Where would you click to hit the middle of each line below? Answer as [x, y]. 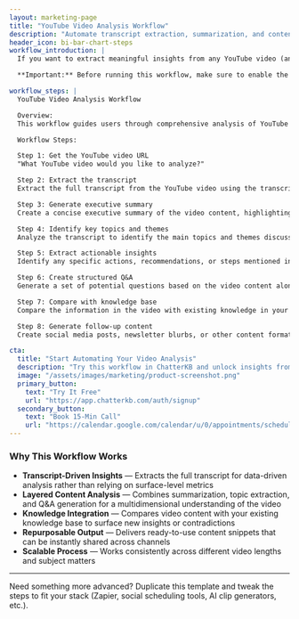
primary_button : [47, 384]
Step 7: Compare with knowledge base [87, 302]
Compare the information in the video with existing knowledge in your [153, 310]
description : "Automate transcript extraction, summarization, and [137, 34]
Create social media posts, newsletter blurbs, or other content [141, 335]
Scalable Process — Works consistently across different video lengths [152, 551]
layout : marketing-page [53, 17]
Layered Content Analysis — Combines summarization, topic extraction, [156, 494]
